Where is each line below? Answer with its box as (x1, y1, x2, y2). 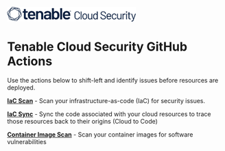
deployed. (7, 83, 36, 92)
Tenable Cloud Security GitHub (7, 39, 187, 54)
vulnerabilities (7, 137, 47, 146)
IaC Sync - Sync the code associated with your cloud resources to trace (7, 109, 211, 118)
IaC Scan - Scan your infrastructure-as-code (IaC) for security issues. (7, 96, 206, 105)
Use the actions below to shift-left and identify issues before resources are (7, 76, 219, 84)
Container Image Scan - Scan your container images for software (7, 130, 193, 139)
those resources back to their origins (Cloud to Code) (7, 117, 158, 125)
